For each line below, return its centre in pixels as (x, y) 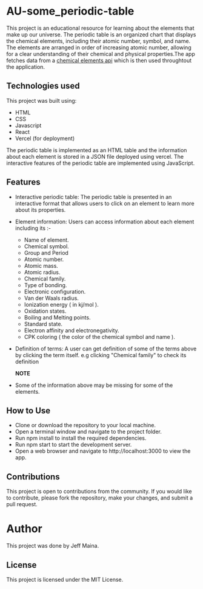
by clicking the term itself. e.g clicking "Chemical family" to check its (101, 355)
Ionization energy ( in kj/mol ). (61, 304)
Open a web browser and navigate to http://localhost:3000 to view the (103, 451)
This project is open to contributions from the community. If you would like (99, 492)
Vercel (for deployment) (45, 138)
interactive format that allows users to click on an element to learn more (105, 203)
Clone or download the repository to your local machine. (85, 425)
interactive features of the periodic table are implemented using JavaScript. (101, 163)
